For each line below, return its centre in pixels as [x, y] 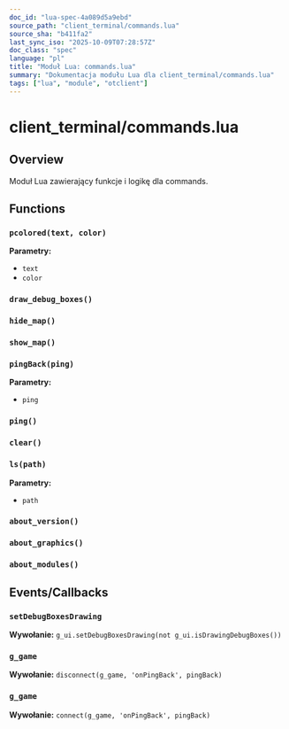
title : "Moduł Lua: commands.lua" [73, 67]
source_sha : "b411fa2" [51, 34]
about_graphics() [46, 543]
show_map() [32, 343]
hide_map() [32, 321]
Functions [38, 209]
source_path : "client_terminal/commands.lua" [94, 26]
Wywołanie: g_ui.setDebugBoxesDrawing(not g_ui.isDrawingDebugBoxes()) [145, 634]
